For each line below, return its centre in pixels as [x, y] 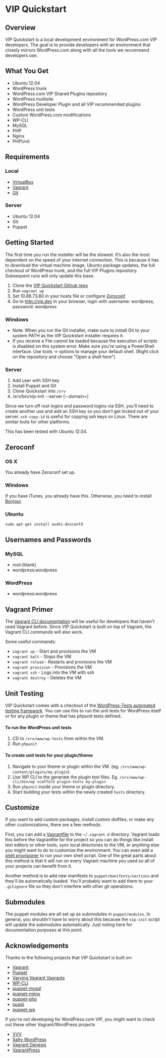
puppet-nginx [26, 993]
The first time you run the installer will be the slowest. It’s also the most [78, 255]
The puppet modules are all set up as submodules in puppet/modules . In [78, 914]
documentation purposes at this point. [44, 930]
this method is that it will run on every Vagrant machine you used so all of [80, 861]
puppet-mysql [27, 988]
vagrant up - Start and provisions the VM [54, 652]
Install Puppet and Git [34, 386]
